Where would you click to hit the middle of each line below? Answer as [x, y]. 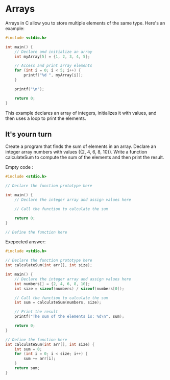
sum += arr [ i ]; [40, 359]
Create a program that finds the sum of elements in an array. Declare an [81, 146]
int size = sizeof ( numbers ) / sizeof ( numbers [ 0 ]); [69, 289]
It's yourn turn [29, 134]
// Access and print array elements [54, 66]
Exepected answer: [26, 242]
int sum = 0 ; [28, 349]
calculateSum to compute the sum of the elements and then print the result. [85, 157]
